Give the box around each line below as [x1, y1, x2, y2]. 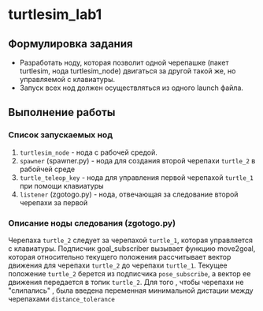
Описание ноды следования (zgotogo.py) [8, 217, 176, 228]
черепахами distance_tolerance [8, 294, 116, 303]
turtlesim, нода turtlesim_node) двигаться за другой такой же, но [19, 66, 236, 76]
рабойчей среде [19, 164, 76, 174]
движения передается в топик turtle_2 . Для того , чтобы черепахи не [8, 277, 244, 287]
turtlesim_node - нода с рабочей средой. [19, 148, 157, 157]
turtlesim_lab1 [8, 6, 102, 24]
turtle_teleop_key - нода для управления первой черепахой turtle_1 [19, 172, 254, 182]
